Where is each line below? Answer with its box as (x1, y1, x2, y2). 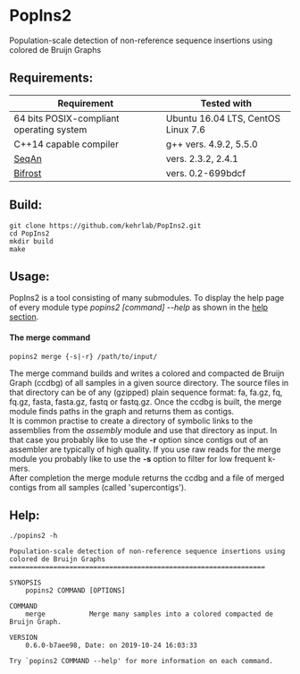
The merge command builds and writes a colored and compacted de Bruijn (9, 368, 285, 379)
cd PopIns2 (9, 229, 50, 238)
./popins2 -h (9, 532, 58, 541)
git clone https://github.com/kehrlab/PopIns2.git (9, 221, 202, 230)
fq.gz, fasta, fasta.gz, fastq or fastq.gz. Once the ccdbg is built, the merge (9, 396, 282, 407)
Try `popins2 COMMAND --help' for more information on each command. (9, 657, 274, 666)
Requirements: (9, 71, 94, 86)
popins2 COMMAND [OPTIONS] (25, 586, 126, 595)
